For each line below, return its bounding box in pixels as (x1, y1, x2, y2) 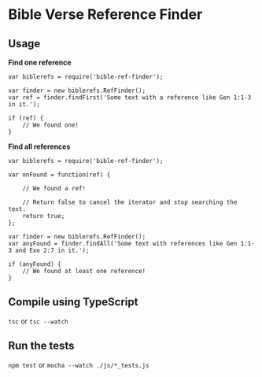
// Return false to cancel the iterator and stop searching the (22, 198, 238, 206)
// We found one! (22, 121, 79, 129)
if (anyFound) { (8, 261, 61, 268)
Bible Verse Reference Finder (8, 6, 203, 24)
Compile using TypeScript (8, 295, 138, 309)
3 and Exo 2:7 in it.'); (8, 246, 90, 254)
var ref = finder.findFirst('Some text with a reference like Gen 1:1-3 (8, 94, 252, 102)
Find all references (8, 142, 71, 151)
